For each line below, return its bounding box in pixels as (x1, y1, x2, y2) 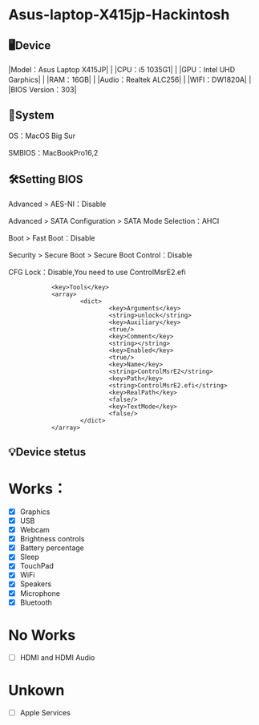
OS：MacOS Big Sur (8, 131, 76, 140)
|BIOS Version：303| (8, 85, 77, 94)
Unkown (8, 681, 65, 699)
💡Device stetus (8, 445, 87, 459)
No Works (8, 626, 76, 644)
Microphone (19, 588, 60, 598)
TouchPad (19, 561, 55, 571)
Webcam (19, 525, 50, 535)
